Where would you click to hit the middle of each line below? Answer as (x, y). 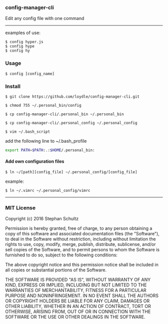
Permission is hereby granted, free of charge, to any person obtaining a (79, 228)
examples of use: (23, 33)
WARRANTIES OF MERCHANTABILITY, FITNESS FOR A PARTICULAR (76, 290)
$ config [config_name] (30, 74)
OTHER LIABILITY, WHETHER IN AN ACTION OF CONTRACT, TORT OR (78, 306)
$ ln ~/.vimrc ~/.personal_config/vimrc (48, 190)
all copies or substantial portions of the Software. (56, 270)
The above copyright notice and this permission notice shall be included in (82, 265)
